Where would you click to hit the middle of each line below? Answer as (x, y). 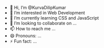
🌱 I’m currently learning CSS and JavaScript (54, 18)
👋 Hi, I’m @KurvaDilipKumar (38, 8)
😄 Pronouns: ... (26, 36)
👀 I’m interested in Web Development (47, 13)
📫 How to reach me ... (33, 29)
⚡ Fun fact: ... (23, 41)
